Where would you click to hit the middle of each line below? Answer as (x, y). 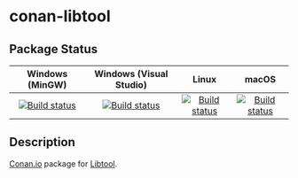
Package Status (54, 49)
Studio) (131, 85)
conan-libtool (60, 16)
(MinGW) (47, 85)
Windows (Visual (131, 74)
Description (42, 142)
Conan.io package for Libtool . (63, 163)
